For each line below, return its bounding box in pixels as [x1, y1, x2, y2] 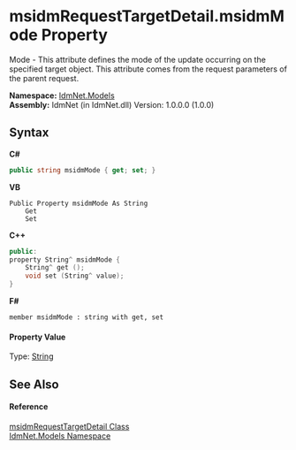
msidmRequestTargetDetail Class [9, 421, 130, 431]
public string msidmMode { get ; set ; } [9, 165, 156, 174]
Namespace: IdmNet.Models [9, 90, 115, 101]
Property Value [9, 332, 66, 342]
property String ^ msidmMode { [9, 255, 121, 264]
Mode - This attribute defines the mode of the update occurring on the [9, 54, 267, 65]
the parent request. [9, 72, 80, 83]
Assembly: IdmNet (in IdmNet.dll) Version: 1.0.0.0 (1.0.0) [9, 99, 215, 110]
